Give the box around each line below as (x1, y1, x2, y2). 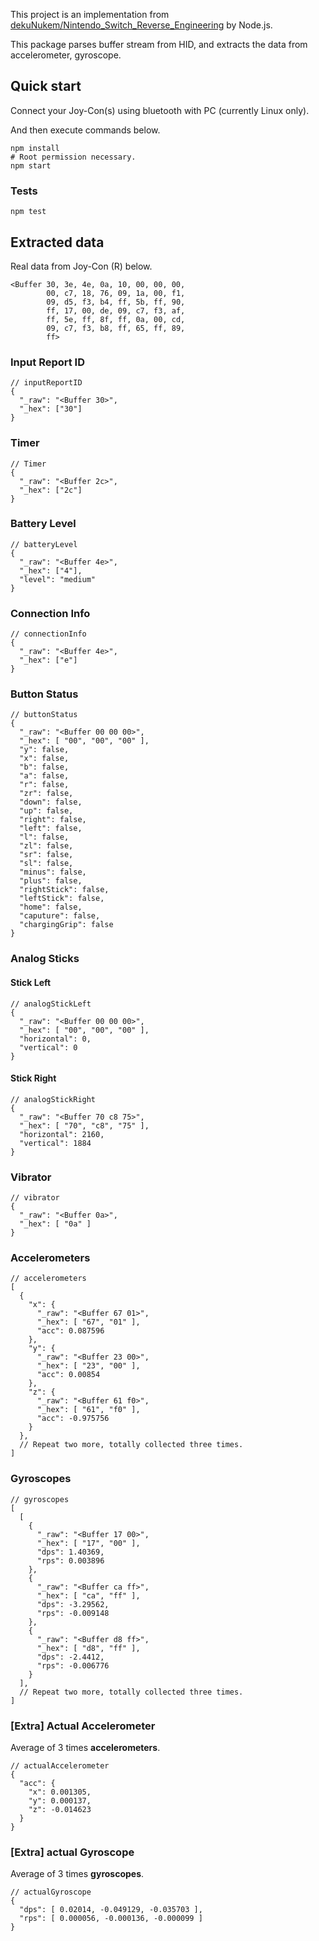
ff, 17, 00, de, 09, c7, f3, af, (46, 305, 186, 316)
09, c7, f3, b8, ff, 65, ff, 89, (46, 323, 186, 333)
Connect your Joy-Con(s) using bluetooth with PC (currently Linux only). (10, 104, 310, 116)
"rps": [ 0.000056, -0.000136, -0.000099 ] (19, 1914, 203, 1924)
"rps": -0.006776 (36, 1660, 110, 1671)
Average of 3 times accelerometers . (10, 1741, 161, 1753)
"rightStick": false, (19, 885, 110, 895)
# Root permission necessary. (10, 152, 137, 162)
